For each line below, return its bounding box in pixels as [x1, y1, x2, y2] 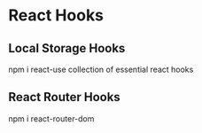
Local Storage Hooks [8, 41, 126, 56]
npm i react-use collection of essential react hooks [8, 64, 194, 74]
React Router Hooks [8, 90, 120, 105]
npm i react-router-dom [8, 113, 95, 124]
